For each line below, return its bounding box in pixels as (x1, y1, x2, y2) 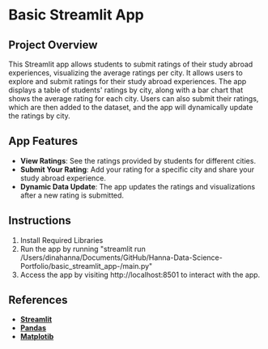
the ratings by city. (8, 111, 70, 121)
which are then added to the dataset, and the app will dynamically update (8, 103, 253, 112)
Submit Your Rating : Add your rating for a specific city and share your (19, 164, 255, 174)
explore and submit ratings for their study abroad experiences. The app (8, 77, 247, 86)
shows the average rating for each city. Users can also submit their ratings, (8, 94, 259, 103)
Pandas (19, 323, 47, 333)
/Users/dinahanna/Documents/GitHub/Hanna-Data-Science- (19, 253, 223, 262)
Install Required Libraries (19, 235, 104, 245)
